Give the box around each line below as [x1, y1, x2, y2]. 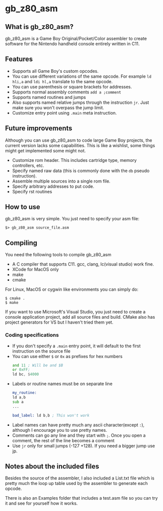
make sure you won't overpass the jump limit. [12, 104, 105, 111]
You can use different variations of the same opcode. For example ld [12, 73, 152, 79]
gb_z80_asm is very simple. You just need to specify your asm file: [5, 216, 139, 222]
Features [5, 55, 33, 63]
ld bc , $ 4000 [12, 372, 39, 377]
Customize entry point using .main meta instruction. [12, 110, 117, 116]
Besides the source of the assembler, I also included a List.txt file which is [5, 475, 155, 481]
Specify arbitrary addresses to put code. [12, 183, 94, 189]
